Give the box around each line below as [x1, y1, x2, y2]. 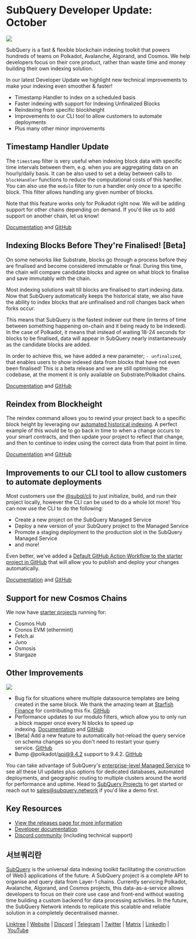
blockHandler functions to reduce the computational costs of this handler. [6, 176, 183, 183]
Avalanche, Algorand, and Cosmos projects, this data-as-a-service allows [6, 885, 184, 892]
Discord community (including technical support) [14, 831, 133, 838]
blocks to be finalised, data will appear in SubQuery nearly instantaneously [6, 335, 187, 342]
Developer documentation [14, 826, 78, 833]
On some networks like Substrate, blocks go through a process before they [6, 256, 187, 263]
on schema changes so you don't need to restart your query [14, 738, 160, 745]
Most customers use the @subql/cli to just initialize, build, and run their [6, 493, 177, 500]
